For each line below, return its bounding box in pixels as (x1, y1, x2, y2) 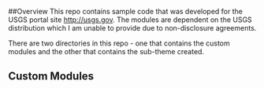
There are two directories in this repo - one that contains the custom (8, 38, 230, 48)
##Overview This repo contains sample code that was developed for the (8, 7, 243, 16)
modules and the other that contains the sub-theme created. (8, 47, 205, 56)
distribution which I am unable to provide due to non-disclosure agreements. (8, 24, 257, 32)
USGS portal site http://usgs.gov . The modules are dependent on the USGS (8, 15, 252, 24)
